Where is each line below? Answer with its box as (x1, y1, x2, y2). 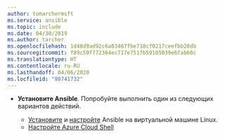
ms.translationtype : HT (7, 56, 77, 63)
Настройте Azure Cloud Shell (27, 123, 115, 132)
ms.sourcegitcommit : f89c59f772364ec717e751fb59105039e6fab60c (7, 50, 197, 57)
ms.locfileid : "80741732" (7, 75, 83, 83)
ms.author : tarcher (7, 36, 65, 43)
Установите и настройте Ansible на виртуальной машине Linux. (27, 116, 218, 124)
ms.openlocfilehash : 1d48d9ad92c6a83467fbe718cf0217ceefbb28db (7, 43, 197, 50)
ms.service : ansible (7, 17, 68, 24)
